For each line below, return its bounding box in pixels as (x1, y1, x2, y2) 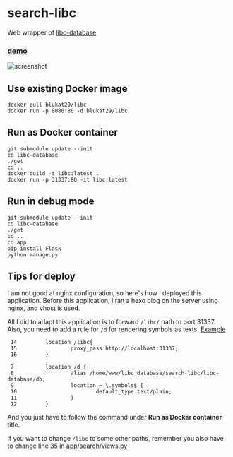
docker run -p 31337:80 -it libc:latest (7, 176, 129, 183)
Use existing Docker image (7, 83, 129, 95)
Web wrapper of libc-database (7, 28, 97, 37)
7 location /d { (10, 364, 87, 371)
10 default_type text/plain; (10, 388, 172, 396)
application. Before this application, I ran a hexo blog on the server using (7, 297, 218, 305)
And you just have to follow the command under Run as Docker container (7, 413, 222, 422)
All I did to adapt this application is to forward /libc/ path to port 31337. (7, 318, 216, 326)
